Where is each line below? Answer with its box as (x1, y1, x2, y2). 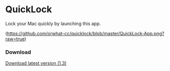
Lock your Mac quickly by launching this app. (5, 20, 101, 27)
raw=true (5, 36, 25, 42)
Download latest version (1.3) (5, 60, 67, 66)
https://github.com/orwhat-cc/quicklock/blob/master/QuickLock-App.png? (7, 30, 165, 36)
